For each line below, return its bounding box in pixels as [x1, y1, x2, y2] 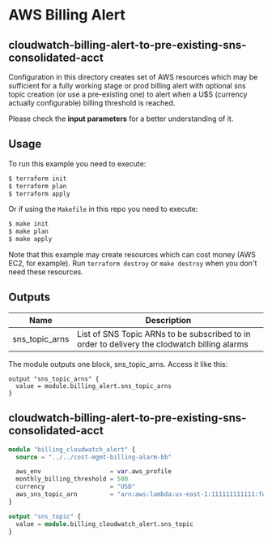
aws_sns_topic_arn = [15, 490, 114, 498]
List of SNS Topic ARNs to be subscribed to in [76, 328, 251, 339]
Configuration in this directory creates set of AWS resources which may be [8, 72, 258, 82]
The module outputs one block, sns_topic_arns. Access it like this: [8, 359, 228, 368]
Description [145, 314, 192, 325]
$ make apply [8, 235, 53, 243]
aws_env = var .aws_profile [15, 468, 172, 476]
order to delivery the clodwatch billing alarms [76, 338, 249, 350]
